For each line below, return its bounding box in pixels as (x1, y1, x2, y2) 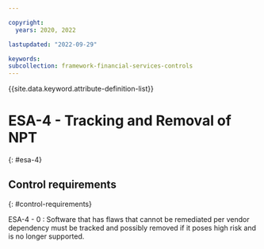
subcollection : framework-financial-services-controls (8, 62, 193, 70)
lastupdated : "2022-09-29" (8, 41, 98, 49)
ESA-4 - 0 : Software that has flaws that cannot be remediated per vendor (8, 214, 250, 224)
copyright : (8, 18, 44, 26)
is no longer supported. (8, 231, 85, 241)
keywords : (8, 55, 41, 63)
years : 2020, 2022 (15, 25, 77, 34)
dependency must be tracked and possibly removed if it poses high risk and (8, 223, 256, 232)
